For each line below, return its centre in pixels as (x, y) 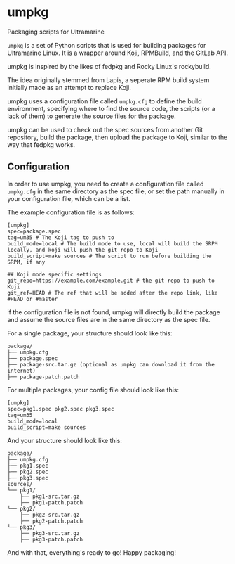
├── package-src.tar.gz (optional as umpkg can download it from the (111, 364)
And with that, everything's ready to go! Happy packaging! (92, 552)
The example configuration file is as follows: (71, 212)
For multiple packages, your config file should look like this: (93, 390)
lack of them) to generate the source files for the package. (92, 116)
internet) (22, 371)
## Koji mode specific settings (54, 274)
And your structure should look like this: (65, 440)
